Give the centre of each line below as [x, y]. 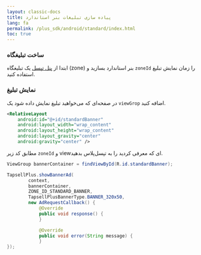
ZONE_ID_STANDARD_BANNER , [61, 192]
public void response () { [71, 214]
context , [39, 180]
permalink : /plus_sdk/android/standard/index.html [71, 28]
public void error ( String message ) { [86, 236]
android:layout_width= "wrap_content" [65, 125]
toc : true [19, 34]
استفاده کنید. [21, 74]
